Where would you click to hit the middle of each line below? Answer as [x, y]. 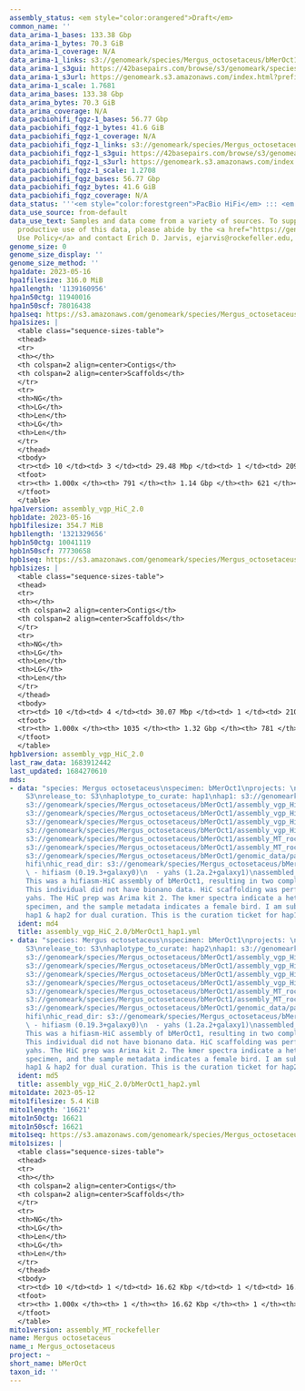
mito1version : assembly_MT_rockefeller [85, 1330]
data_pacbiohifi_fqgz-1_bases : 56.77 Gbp [89, 119]
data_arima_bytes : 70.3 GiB [63, 102]
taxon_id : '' [34, 1372]
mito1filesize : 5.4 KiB [54, 1101]
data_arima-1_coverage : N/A [63, 52]
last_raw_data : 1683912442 [60, 762]
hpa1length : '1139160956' [58, 289]
